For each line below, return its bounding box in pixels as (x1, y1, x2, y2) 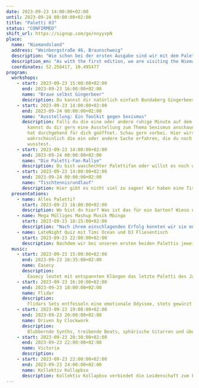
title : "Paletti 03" (6, 20, 57, 26)
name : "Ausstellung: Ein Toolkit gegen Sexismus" (21, 113, 147, 119)
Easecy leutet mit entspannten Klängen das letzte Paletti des (27, 273, 187, 279)
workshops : (11, 75, 38, 81)
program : (6, 69, 28, 75)
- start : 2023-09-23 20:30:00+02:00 (17, 334, 108, 340)
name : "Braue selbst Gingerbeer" (21, 91, 105, 97)
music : (11, 246, 28, 252)
